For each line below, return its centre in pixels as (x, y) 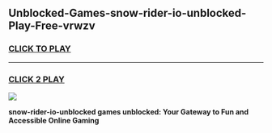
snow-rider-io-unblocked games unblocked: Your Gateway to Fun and (129, 111)
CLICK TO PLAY (40, 49)
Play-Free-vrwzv (52, 26)
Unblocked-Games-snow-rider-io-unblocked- (127, 13)
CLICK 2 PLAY (36, 79)
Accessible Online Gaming (54, 120)
